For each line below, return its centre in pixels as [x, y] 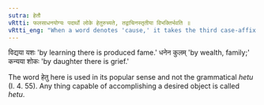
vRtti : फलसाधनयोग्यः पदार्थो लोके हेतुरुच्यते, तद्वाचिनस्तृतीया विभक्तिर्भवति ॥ [100, 23]
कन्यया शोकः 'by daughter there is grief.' [69, 62]
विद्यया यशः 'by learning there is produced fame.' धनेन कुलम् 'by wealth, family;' [129, 53]
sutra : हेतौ [25, 15]
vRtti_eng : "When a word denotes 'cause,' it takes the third [113, 30]
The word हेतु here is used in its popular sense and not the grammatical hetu [131, 77]
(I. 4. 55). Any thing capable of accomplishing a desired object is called [124, 86]
